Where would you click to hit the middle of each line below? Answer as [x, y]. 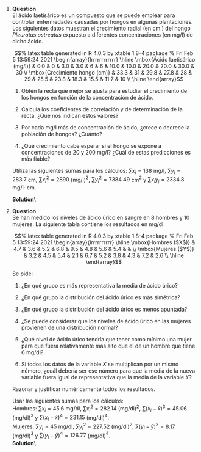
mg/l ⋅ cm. [24, 188]
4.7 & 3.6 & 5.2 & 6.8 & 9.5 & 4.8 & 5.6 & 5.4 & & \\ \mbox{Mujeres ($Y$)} [104, 249]
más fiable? [36, 159]
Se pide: [23, 274]
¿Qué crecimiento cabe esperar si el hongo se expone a [91, 146]
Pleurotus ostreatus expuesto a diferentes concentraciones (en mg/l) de [102, 35]
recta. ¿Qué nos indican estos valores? [70, 116]
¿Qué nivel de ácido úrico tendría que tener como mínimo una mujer [106, 340]
